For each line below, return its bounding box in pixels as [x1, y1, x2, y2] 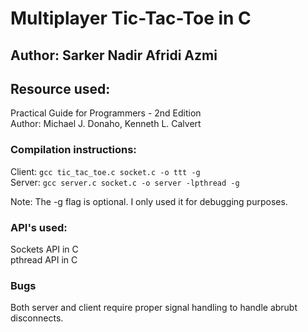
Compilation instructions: [10, 143, 137, 157]
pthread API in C [10, 253, 78, 266]
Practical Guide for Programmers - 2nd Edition [10, 107, 202, 119]
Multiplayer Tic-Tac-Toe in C [10, 7, 252, 30]
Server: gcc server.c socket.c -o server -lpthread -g [10, 176, 240, 188]
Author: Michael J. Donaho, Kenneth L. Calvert [10, 118, 202, 130]
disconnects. [10, 312, 64, 324]
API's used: [10, 220, 68, 234]
